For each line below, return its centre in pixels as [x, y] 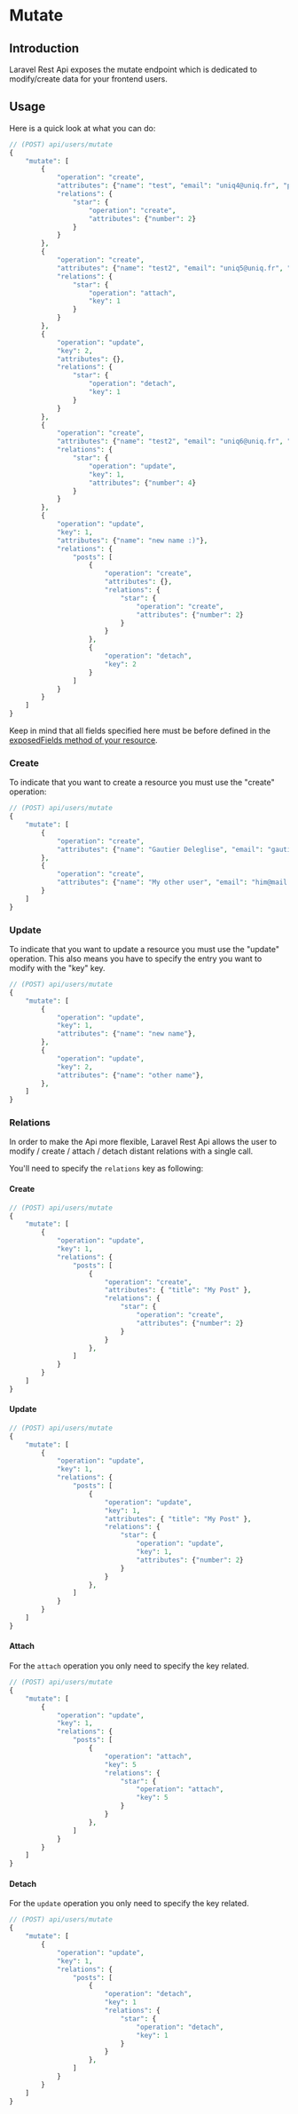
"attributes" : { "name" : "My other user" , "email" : [152, 883]
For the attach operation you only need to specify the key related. [129, 1666]
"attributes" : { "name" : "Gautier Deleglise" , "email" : [160, 849]
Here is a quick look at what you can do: [82, 128]
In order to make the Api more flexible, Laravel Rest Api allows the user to [143, 1142]
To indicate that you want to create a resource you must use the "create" [142, 783]
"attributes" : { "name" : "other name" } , [130, 1075]
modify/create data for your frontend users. [89, 79]
